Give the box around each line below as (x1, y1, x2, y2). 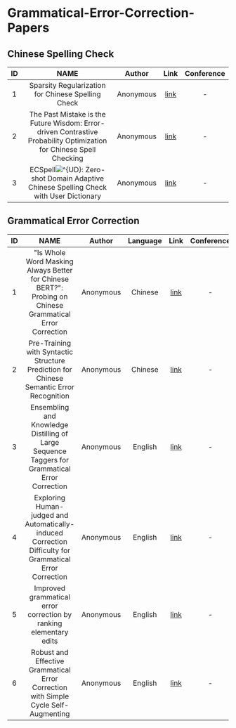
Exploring (34, 493, 65, 502)
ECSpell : (29, 165, 84, 174)
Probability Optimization (27, 136, 107, 145)
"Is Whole (34, 247, 66, 257)
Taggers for (30, 455, 69, 464)
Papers (7, 20, 50, 36)
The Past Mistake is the (29, 110, 107, 119)
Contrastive (59, 127, 98, 136)
